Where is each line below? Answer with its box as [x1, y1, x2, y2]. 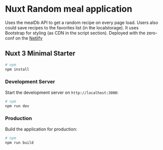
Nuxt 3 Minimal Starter [5, 49, 76, 58]
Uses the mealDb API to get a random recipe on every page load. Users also [5, 20, 159, 25]
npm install [5, 67, 29, 72]
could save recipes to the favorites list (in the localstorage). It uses [5, 24, 139, 30]
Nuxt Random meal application [5, 3, 133, 15]
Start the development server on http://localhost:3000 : [5, 89, 119, 95]
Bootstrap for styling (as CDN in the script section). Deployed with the [5, 30, 145, 36]
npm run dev [5, 104, 29, 108]
